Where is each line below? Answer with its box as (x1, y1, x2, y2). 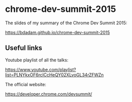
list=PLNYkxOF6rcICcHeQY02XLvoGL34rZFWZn (5, 72, 104, 78)
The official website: (5, 81, 46, 87)
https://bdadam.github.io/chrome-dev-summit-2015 (5, 29, 110, 35)
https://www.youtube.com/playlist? (5, 66, 76, 72)
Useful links (5, 44, 43, 52)
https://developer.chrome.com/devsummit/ (5, 91, 93, 97)
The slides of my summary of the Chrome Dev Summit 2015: (5, 20, 128, 26)
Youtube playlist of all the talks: (5, 57, 68, 63)
